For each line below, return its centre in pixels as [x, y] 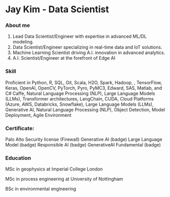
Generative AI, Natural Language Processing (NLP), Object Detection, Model [85, 109]
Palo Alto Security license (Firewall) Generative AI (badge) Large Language [84, 139]
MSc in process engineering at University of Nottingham [64, 179]
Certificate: [20, 128]
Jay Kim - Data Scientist [57, 9]
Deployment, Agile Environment [38, 115]
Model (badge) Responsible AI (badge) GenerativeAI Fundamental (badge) [83, 145]
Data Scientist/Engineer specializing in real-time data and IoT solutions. [87, 47]
